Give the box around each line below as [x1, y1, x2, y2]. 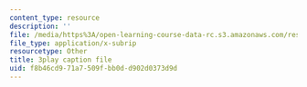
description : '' [9, 22, 71, 31]
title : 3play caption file [9, 55, 112, 64]
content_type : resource [9, 13, 101, 23]
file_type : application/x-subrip [9, 38, 137, 48]
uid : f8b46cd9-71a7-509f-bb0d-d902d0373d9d [9, 64, 178, 73]
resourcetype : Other [9, 47, 89, 56]
